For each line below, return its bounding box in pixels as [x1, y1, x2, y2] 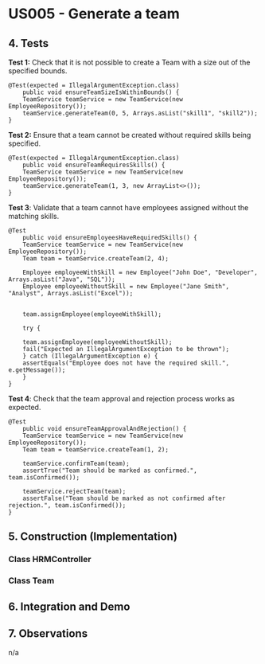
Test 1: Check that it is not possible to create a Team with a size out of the [8, 57, 251, 67]
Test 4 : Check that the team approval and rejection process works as [8, 394, 235, 403]
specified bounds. [8, 66, 68, 76]
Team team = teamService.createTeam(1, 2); [22, 446, 170, 454]
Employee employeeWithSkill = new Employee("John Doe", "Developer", [22, 268, 259, 276]
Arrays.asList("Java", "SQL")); [8, 275, 115, 283]
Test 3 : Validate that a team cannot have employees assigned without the [8, 203, 249, 212]
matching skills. [8, 212, 60, 221]
